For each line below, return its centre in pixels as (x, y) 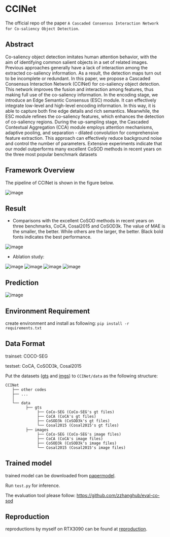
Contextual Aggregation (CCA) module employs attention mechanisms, (79, 127)
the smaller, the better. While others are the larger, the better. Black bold (88, 232)
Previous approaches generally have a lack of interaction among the (77, 67)
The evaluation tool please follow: (40, 495)
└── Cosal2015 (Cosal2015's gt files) (78, 425)
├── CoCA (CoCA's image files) (70, 439)
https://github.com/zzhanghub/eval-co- (118, 495)
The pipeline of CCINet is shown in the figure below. (60, 183)
